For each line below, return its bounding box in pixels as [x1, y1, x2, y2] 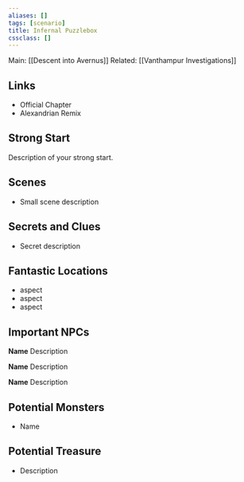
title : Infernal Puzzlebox [8, 26, 98, 34]
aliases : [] [8, 11, 48, 20]
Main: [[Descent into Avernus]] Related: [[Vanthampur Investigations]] [8, 56, 237, 65]
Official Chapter [19, 100, 72, 110]
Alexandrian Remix [19, 108, 82, 118]
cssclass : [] [8, 33, 52, 42]
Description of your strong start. [8, 152, 114, 162]
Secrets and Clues [8, 220, 101, 233]
